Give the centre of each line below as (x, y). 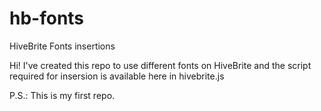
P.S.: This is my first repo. (62, 95)
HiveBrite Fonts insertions (62, 46)
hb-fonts (47, 18)
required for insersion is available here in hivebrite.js (117, 76)
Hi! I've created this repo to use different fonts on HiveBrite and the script (160, 65)
